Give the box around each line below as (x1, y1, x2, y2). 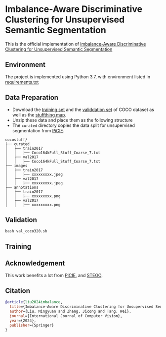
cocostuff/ (5, 137, 28, 142)
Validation (5, 216, 37, 224)
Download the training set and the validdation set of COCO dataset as (12, 107, 154, 112)
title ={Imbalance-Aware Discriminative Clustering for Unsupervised (9, 304, 154, 309)
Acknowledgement (5, 259, 65, 268)
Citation (5, 286, 31, 295)
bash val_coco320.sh (5, 229, 48, 234)
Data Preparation (5, 93, 58, 102)
